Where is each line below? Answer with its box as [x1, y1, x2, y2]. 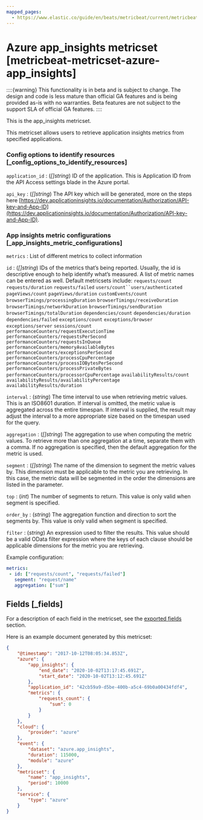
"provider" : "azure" [28, 729, 80, 736]
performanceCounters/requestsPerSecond [6, 334, 107, 340]
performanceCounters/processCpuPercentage [6, 355, 115, 361]
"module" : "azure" [28, 758, 74, 764]
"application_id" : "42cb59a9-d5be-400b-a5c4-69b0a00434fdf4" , [28, 684, 188, 690]
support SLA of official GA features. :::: [6, 105, 103, 113]
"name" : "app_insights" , [28, 775, 91, 781]
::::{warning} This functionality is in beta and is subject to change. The [6, 86, 181, 94]
